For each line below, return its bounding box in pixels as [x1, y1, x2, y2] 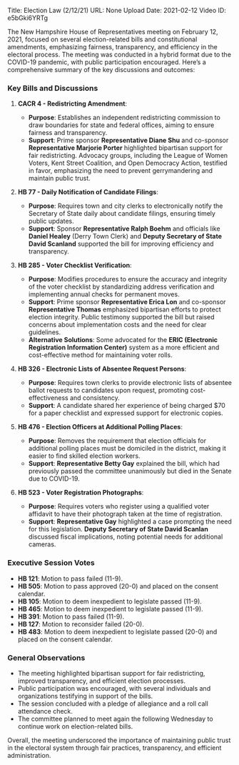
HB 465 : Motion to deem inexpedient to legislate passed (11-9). [17, 604, 203, 613]
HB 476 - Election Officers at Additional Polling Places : [17, 423, 183, 431]
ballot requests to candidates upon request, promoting [28, 386, 189, 395]
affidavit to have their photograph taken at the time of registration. [28, 510, 223, 519]
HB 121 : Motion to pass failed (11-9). [17, 574, 123, 583]
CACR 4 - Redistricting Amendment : [17, 99, 127, 108]
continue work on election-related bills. [17, 721, 133, 731]
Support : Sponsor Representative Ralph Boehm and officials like [28, 224, 220, 233]
